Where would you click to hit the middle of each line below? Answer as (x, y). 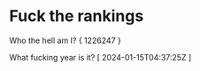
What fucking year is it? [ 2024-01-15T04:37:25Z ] (100, 57)
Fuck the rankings (77, 16)
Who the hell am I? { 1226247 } (65, 40)
